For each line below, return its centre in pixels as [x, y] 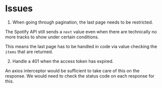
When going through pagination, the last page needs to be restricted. [82, 22]
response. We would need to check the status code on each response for [80, 76]
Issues [19, 9]
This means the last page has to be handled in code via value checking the [81, 46]
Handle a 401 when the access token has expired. [63, 61]
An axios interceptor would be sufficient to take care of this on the [72, 71]
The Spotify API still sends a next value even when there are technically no [81, 31]
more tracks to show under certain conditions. [52, 37]
